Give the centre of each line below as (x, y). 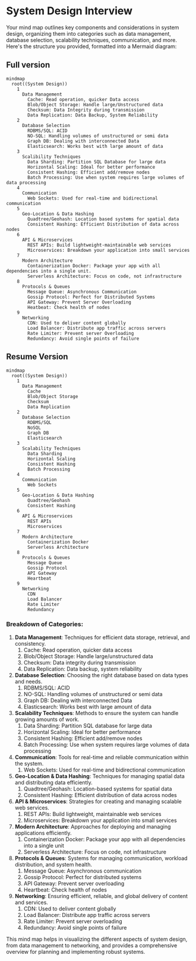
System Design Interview (69, 11)
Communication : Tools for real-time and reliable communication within (102, 757)
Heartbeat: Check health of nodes (65, 890)
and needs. (29, 681)
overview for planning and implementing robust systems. (76, 951)
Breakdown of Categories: (45, 624)
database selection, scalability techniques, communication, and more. (91, 40)
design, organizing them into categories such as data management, (88, 33)
